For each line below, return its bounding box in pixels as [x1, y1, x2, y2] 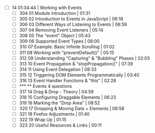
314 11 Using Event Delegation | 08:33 [19, 66, 97, 72]
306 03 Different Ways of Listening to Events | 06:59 [19, 21, 127, 27]
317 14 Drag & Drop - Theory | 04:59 [19, 88, 94, 94]
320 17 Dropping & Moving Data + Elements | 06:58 [19, 106, 125, 112]
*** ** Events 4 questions [19, 83, 73, 89]
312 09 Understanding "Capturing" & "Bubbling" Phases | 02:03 [19, 55, 150, 61]
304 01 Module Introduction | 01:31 [19, 10, 90, 16]
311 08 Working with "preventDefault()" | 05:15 [19, 50, 115, 56]
